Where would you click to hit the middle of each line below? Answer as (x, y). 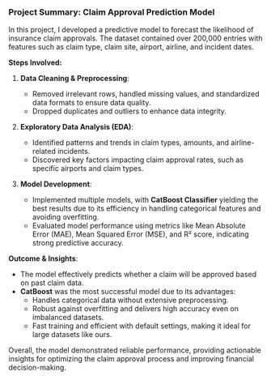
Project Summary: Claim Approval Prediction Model (112, 12)
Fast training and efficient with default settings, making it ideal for (141, 326)
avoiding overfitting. (66, 217)
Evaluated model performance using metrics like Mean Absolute (139, 226)
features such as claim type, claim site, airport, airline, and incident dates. (131, 47)
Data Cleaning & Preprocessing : (74, 79)
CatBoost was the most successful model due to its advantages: (128, 292)
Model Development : (56, 184)
